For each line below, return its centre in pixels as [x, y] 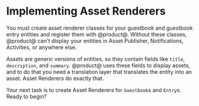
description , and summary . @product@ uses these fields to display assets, [98, 65]
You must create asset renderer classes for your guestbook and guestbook [100, 28]
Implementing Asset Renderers [86, 11]
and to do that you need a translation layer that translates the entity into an [99, 71]
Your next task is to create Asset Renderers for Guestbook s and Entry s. [94, 90]
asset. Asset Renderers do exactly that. [55, 78]
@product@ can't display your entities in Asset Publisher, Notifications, [95, 41]
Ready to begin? [27, 96]
